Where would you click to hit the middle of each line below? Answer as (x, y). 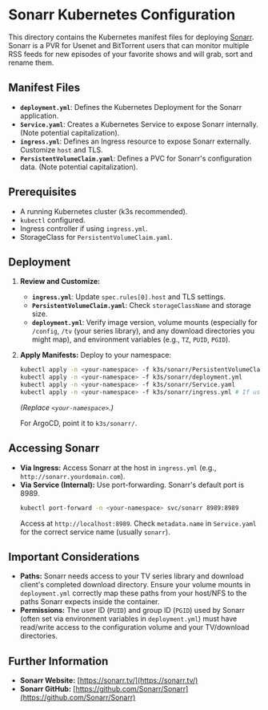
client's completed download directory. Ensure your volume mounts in (135, 585)
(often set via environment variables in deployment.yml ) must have (128, 619)
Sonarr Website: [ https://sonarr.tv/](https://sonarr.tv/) (109, 680)
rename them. (31, 63)
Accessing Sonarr (54, 448)
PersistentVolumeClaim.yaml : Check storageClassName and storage (142, 306)
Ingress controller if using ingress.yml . (84, 228)
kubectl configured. (52, 220)
